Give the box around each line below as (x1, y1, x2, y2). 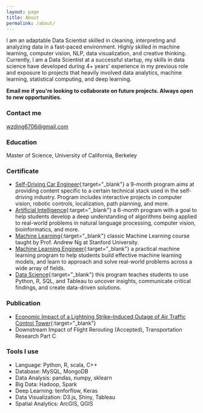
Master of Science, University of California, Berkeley (6, 151, 138, 159)
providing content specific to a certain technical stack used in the (15, 187, 179, 194)
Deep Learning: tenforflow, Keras (15, 387, 98, 394)
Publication (6, 299, 41, 307)
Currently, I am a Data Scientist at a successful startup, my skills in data (6, 56, 185, 64)
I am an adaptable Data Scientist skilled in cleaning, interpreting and (6, 37, 176, 44)
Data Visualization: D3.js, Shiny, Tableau (15, 393, 116, 401)
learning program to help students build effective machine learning (15, 251, 182, 259)
